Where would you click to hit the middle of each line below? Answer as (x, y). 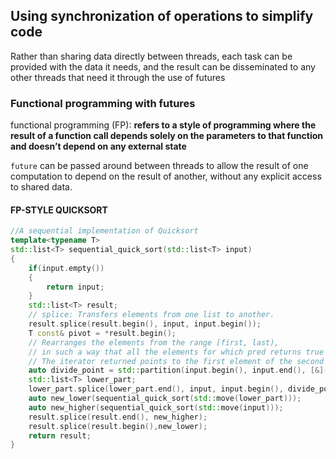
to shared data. (41, 187)
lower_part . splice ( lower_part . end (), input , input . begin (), (156, 389)
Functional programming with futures (103, 103)
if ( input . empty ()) (66, 268)
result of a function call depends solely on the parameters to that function (167, 136)
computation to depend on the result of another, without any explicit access (166, 176)
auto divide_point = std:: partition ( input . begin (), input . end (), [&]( (178, 370)
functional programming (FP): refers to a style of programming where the (163, 125)
